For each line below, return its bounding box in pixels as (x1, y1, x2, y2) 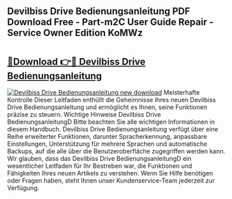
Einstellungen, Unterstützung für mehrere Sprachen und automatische (7, 140, 208, 148)
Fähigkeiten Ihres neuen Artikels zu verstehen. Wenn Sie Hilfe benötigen (7, 169, 213, 177)
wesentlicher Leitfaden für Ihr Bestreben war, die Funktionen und (7, 162, 193, 170)
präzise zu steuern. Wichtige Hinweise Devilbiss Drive (7, 111, 161, 118)
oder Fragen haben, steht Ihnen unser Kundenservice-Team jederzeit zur (7, 176, 215, 184)
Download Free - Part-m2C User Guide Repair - (7, 17, 214, 28)
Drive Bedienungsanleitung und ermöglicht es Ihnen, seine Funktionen (7, 103, 208, 111)
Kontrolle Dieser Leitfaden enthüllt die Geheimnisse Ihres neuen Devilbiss (7, 96, 216, 104)
